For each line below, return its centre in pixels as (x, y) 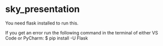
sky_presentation (43, 9)
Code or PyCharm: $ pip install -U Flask (47, 38)
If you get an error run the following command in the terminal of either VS (82, 32)
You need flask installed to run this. (42, 23)
